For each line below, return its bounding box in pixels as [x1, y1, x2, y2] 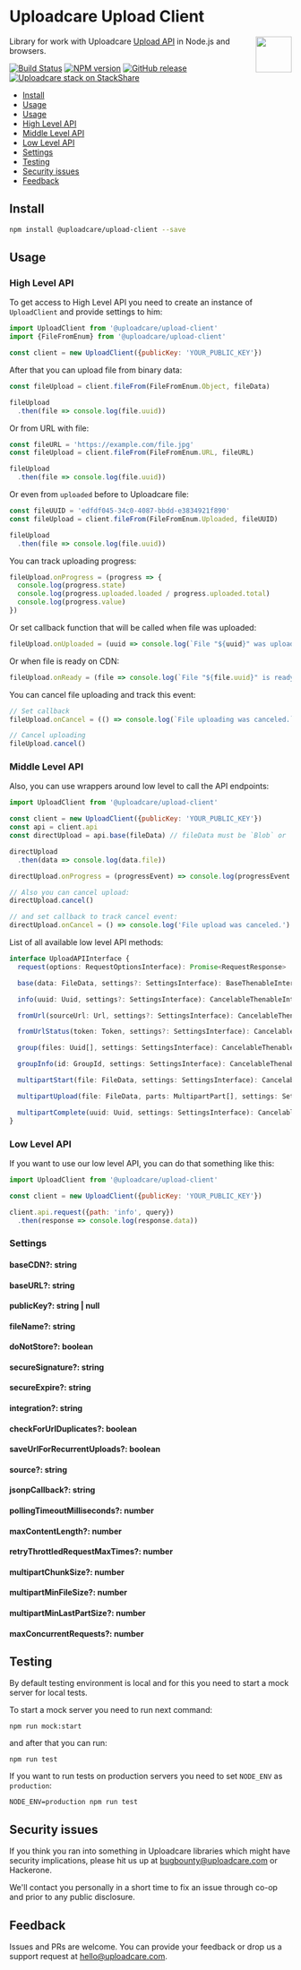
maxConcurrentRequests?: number [9, 1628, 144, 1639]
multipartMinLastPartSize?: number [9, 1608, 146, 1619]
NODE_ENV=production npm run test [9, 1798, 139, 1807]
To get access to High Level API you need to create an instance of [9, 297, 254, 308]
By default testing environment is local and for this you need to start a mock [9, 1678, 289, 1689]
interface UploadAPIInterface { [9, 954, 130, 964]
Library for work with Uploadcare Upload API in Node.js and [9, 36, 230, 47]
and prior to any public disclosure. [9, 1892, 136, 1903]
